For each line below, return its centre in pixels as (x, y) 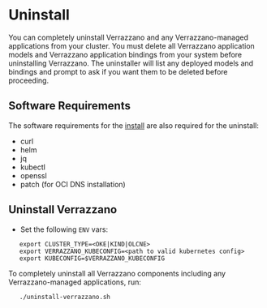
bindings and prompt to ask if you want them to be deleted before (118, 71)
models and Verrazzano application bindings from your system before (125, 54)
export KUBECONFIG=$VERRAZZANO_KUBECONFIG (92, 258)
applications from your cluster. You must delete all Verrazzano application (132, 45)
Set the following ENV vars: (64, 229)
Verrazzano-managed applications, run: (75, 282)
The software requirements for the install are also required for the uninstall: (134, 125)
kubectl (33, 167)
